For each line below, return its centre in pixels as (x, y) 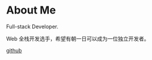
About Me (31, 10)
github (14, 50)
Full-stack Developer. (32, 26)
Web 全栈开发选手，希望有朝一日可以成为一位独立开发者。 (78, 38)
